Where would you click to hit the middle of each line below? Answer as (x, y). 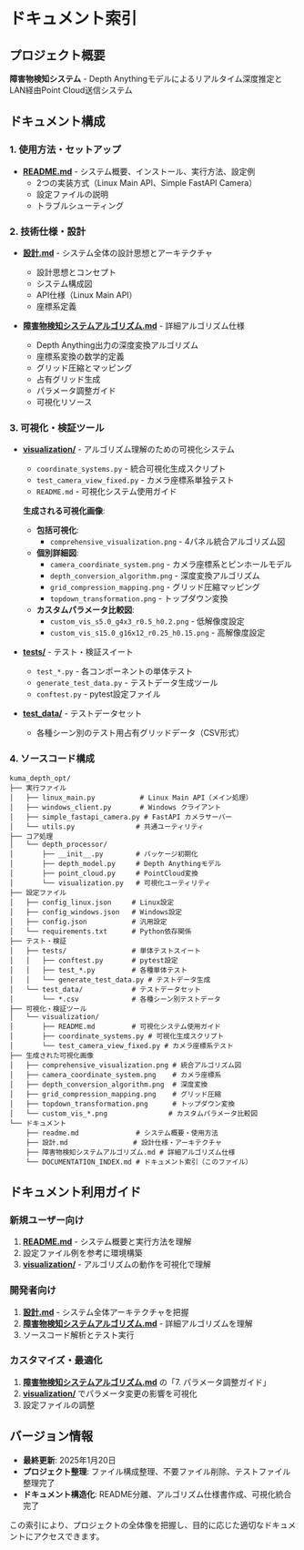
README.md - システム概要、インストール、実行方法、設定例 (139, 171)
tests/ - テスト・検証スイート (78, 652)
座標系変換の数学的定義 (80, 356)
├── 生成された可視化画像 (51, 1055)
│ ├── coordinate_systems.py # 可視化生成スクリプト (117, 1036)
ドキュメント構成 (57, 122)
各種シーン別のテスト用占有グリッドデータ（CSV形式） (140, 733)
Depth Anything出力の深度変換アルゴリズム (117, 345)
